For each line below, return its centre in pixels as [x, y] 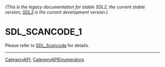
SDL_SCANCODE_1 [44, 32]
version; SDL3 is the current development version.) [56, 12]
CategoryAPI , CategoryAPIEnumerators [45, 59]
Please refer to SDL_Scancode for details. [47, 45]
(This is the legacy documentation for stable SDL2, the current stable [75, 7]
